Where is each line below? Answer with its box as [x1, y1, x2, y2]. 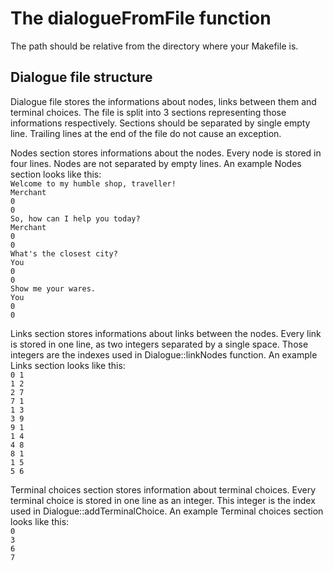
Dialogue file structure [10, 69, 153, 86]
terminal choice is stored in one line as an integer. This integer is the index [10, 494, 316, 506]
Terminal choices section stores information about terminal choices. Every [10, 483, 317, 496]
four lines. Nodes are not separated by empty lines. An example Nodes [10, 157, 302, 169]
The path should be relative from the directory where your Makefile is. [10, 40, 299, 52]
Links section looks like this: [10, 359, 126, 371]
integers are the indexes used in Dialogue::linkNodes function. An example [10, 348, 318, 361]
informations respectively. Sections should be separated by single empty [10, 117, 311, 129]
